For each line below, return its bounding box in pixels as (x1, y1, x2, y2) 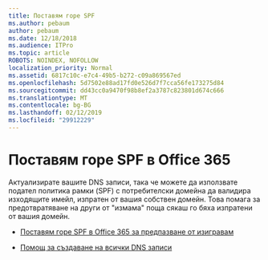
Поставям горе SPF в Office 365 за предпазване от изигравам (19, 226, 234, 237)
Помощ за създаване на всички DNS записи (19, 242, 173, 252)
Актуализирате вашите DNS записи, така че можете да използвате (8, 177, 238, 187)
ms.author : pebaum (8, 19, 70, 27)
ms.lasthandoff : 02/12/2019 (8, 109, 103, 117)
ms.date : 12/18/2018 (8, 34, 78, 43)
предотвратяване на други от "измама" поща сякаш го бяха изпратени (8, 202, 253, 213)
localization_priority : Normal (8, 64, 113, 72)
